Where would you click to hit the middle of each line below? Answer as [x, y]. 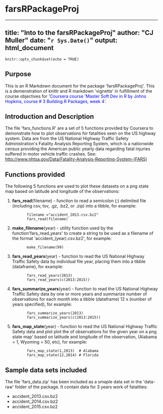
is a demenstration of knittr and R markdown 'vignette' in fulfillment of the [79, 91]
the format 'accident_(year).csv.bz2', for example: [62, 239]
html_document [29, 48]
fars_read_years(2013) [49, 276]
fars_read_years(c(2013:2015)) [58, 280]
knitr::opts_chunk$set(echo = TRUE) [42, 59]
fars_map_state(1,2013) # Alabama [62, 351]
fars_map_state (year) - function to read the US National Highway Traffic [85, 327]
